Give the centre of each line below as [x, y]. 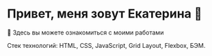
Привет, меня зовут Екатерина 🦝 [105, 14]
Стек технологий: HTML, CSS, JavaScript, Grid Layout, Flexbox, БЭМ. [106, 45]
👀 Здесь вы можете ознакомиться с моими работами [85, 32]
